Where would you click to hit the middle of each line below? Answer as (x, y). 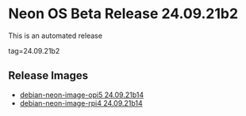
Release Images (48, 76)
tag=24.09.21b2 (34, 51)
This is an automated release (56, 36)
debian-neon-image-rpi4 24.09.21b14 (81, 103)
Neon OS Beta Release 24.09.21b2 (123, 14)
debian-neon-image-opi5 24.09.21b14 (82, 95)
